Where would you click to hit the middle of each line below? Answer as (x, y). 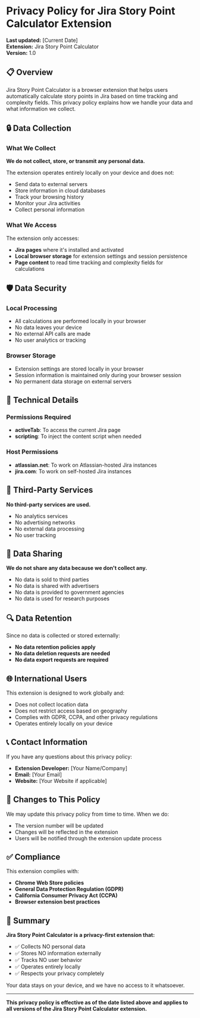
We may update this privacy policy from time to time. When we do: (88, 814)
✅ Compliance (33, 857)
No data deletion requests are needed (62, 653)
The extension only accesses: (43, 238)
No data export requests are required (62, 660)
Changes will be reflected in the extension (66, 832)
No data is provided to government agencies (69, 593)
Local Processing (32, 309)
